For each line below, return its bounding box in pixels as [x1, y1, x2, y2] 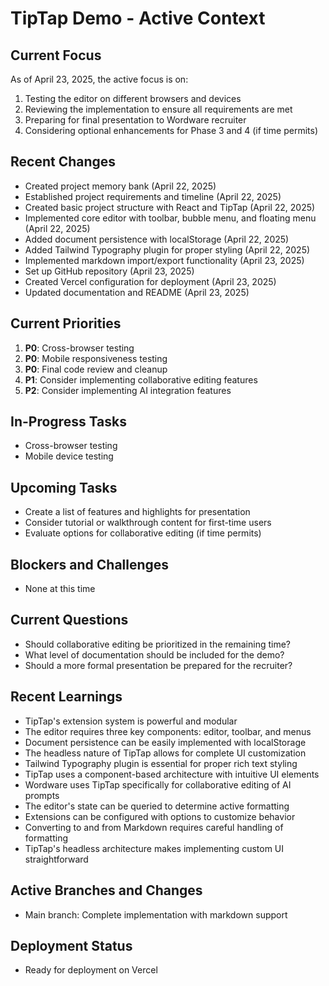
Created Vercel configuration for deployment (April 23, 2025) [24, 275, 277, 287]
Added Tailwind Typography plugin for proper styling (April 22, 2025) [24, 243, 311, 256]
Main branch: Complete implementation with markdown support [24, 908, 288, 921]
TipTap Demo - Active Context [10, 7, 266, 30]
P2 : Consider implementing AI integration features [24, 384, 232, 396]
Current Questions [10, 612, 129, 629]
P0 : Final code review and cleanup [24, 363, 168, 375]
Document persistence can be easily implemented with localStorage [24, 736, 307, 748]
